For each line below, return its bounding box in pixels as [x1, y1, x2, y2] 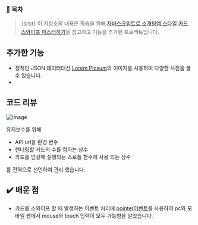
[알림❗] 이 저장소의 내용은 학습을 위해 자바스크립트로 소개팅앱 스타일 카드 [20, 20, 188, 27]
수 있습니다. [14, 72, 43, 79]
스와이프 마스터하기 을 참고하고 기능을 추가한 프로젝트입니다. [20, 29, 159, 36]
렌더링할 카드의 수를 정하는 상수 [14, 146, 88, 153]
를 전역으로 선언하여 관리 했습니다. [6, 165, 86, 173]
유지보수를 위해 [6, 126, 42, 133]
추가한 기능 [6, 48, 45, 58]
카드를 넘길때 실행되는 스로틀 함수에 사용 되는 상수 [14, 153, 131, 160]
